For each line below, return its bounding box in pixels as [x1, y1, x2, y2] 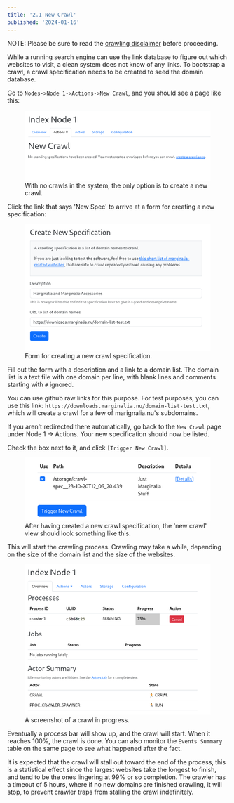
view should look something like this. [25, 529, 131, 537]
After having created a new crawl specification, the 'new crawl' [25, 521, 207, 530]
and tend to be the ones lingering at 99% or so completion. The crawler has [7, 773, 226, 781]
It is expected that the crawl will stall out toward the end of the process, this [7, 757, 226, 766]
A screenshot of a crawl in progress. [25, 715, 130, 724]
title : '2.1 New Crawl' [7, 11, 77, 18]
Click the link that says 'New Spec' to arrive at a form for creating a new [7, 202, 215, 211]
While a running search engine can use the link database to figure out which [7, 53, 228, 61]
